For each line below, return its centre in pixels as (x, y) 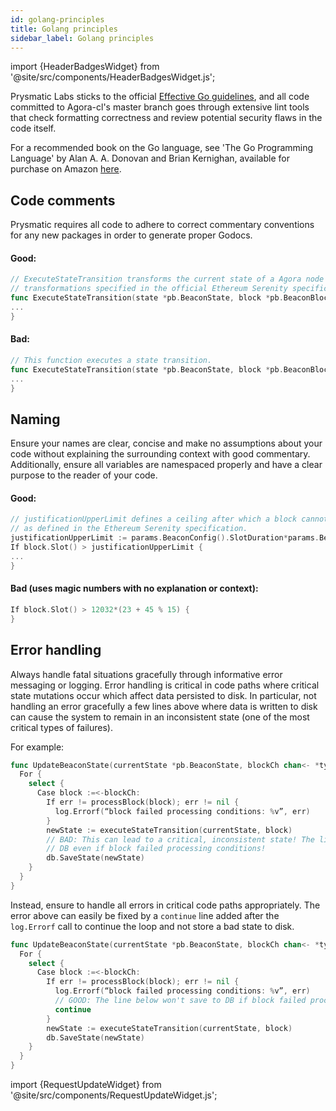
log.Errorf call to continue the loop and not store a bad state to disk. (152, 926)
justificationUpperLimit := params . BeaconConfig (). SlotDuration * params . (165, 538)
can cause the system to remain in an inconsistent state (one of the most (160, 717)
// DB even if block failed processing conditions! (156, 849)
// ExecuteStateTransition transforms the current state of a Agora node (167, 279)
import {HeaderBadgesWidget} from (85, 67)
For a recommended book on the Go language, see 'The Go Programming (162, 148)
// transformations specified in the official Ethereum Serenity (149, 289)
